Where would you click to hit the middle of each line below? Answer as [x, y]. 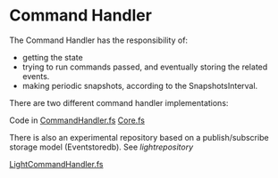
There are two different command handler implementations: [119, 102]
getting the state [52, 57]
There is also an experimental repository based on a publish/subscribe [139, 137]
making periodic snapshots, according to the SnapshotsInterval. [140, 85]
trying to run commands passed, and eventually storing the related [145, 67]
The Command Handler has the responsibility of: [99, 40]
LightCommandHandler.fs [56, 164]
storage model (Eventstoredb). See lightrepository [101, 147]
